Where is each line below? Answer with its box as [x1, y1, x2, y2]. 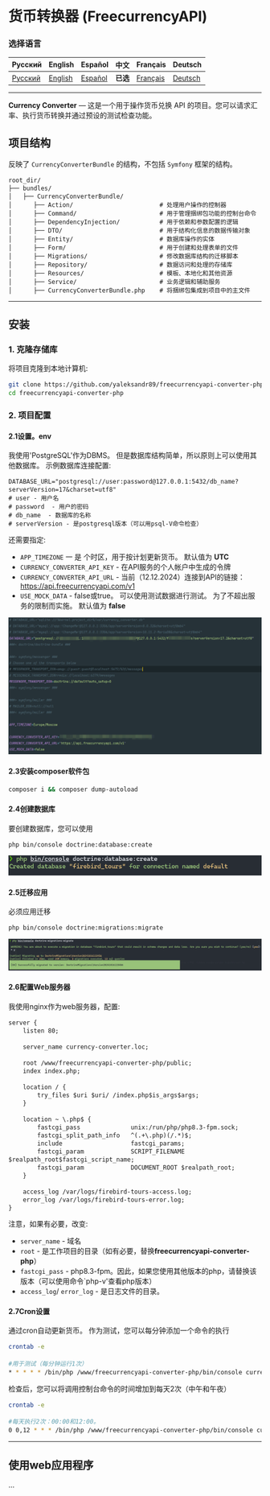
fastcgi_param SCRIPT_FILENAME [37, 1148, 185, 1156]
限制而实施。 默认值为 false [34, 601, 126, 611]
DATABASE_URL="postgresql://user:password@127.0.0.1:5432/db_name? [8, 478, 239, 486]
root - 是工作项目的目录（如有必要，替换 [19, 1247, 155, 1255]
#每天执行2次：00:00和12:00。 [8, 1418, 100, 1426]
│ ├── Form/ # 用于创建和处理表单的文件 [8, 243, 239, 252]
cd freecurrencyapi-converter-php [8, 389, 125, 398]
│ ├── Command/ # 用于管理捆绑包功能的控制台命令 [8, 209, 257, 217]
